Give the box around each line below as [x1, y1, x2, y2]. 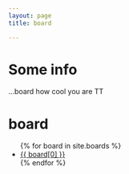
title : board [8, 19, 52, 27]
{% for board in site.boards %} [19, 141, 122, 151]
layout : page [8, 11, 52, 20]
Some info [8, 61, 78, 78]
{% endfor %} [19, 158, 67, 168]
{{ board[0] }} [19, 149, 66, 160]
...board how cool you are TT [8, 87, 104, 97]
